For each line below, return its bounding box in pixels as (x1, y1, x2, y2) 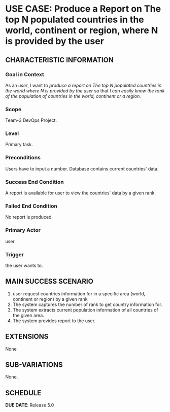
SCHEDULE (5, 389, 42, 397)
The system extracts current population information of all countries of (12, 306, 158, 313)
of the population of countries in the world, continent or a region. (5, 93, 141, 99)
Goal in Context (5, 71, 45, 78)
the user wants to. (5, 262, 43, 268)
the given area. (12, 312, 44, 318)
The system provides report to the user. (12, 318, 95, 324)
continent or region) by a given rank (12, 296, 88, 302)
